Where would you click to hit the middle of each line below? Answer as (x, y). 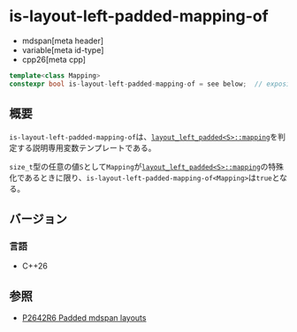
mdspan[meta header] (63, 41)
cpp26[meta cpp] (54, 59)
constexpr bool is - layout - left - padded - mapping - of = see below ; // (136, 84)
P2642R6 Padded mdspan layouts (84, 318)
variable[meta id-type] (63, 49)
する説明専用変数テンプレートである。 (86, 147)
